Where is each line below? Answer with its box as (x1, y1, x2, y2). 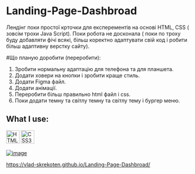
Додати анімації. (14, 84, 57, 91)
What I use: (6, 114, 49, 124)
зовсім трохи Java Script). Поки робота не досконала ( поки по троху (6, 30, 181, 37)
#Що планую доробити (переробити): (6, 54, 101, 61)
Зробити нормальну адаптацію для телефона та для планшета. (14, 65, 174, 72)
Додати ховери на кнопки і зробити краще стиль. (14, 72, 140, 79)
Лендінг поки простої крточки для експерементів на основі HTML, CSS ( (6, 24, 189, 31)
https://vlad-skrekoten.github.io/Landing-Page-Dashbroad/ (6, 161, 151, 168)
